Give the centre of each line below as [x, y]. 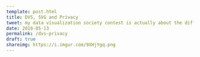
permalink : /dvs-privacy [37, 34]
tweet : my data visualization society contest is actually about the [94, 23]
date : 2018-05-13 [28, 28]
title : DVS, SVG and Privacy [42, 17]
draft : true [21, 39]
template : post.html [32, 12]
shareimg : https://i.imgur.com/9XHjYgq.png [61, 45]
